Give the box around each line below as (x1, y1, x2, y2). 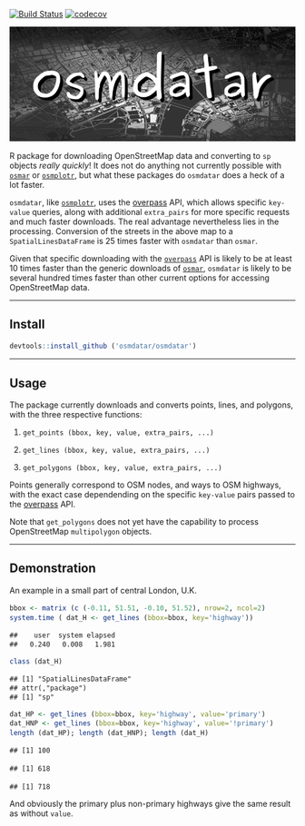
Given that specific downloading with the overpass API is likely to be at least (9, 252, 292, 263)
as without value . (9, 808, 74, 819)
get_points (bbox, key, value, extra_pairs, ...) (22, 428, 215, 438)
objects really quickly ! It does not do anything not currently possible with (9, 160, 282, 171)
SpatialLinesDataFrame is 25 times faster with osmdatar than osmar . (9, 235, 259, 246)
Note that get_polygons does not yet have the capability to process (9, 516, 259, 527)
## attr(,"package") (9, 683, 88, 693)
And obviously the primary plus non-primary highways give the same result (9, 799, 291, 810)
